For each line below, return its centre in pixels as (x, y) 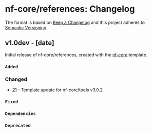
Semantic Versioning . (26, 27)
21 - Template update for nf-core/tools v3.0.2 (57, 90)
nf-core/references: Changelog (70, 9)
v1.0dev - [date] (30, 43)
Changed (16, 79)
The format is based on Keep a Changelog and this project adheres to (75, 22)
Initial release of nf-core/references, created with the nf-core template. (76, 55)
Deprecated (18, 125)
